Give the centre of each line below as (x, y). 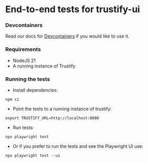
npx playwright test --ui (33, 156)
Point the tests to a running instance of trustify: (62, 109)
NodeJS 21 (24, 60)
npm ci (12, 100)
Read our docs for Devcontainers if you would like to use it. (67, 36)
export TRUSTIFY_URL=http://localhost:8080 (52, 118)
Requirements (23, 49)
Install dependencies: (35, 90)
